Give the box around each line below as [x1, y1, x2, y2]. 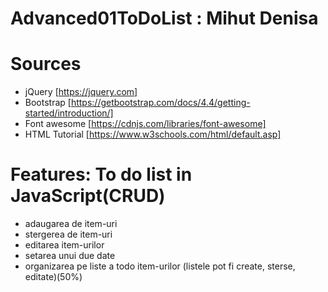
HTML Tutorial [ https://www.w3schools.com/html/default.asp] [24, 128, 282, 141]
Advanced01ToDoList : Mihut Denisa [10, 7, 319, 30]
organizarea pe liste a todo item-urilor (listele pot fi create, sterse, [24, 260, 296, 272]
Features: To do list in [10, 163, 193, 186]
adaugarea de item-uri [24, 218, 118, 230]
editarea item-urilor [24, 239, 105, 251]
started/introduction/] [24, 107, 114, 119]
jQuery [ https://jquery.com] [24, 86, 138, 98]
